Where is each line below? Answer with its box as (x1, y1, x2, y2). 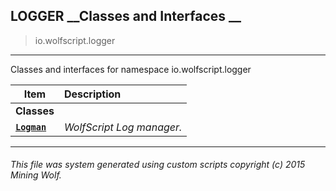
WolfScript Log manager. (63, 120, 183, 134)
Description (63, 87, 122, 101)
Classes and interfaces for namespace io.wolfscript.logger (10, 63, 252, 75)
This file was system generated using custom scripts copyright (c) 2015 (10, 159, 306, 171)
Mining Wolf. (10, 169, 62, 181)
